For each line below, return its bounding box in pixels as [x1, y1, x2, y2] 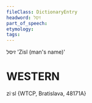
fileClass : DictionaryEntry [6, 9, 78, 15]
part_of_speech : [6, 20, 48, 26]
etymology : [6, 26, 34, 32]
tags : [6, 32, 20, 38]
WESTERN [6, 69, 60, 83]
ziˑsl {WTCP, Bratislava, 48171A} [6, 90, 87, 98]
